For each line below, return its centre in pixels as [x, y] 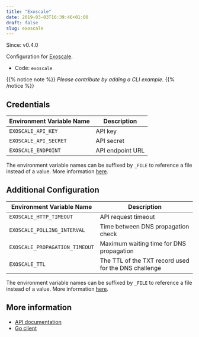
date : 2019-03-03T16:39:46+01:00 [47, 17]
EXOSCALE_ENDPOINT [35, 151]
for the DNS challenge [131, 268]
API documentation [38, 322]
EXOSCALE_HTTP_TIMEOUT [41, 217]
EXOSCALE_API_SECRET [38, 141]
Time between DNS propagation [145, 226]
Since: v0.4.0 [22, 45]
